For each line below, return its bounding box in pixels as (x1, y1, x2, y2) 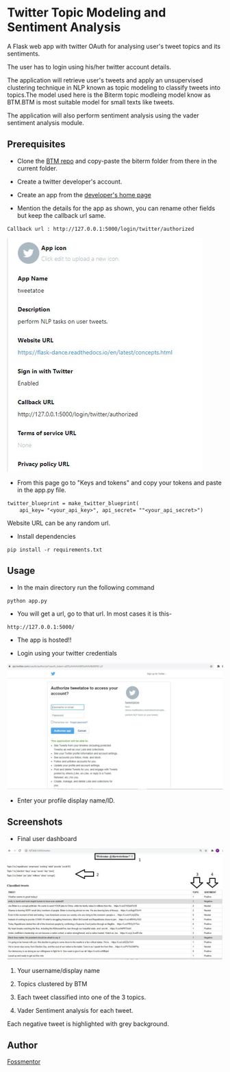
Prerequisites (7, 139, 66, 150)
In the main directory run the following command (16, 583, 155, 592)
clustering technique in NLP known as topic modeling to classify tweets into (7, 83, 221, 91)
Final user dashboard (16, 834, 77, 842)
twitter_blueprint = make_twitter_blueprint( (7, 500, 139, 506)
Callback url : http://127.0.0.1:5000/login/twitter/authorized (7, 225, 194, 232)
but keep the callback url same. (16, 211, 106, 219)
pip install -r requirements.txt (7, 546, 103, 553)
